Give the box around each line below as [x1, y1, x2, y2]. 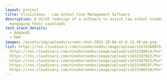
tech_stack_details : [5, 26, 48, 31]
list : [5, 44, 16, 49]
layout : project [5, 7, 39, 12]
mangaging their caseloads [9, 21, 66, 26]
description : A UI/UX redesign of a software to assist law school [5, 16, 148, 21]
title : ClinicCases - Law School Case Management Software [5, 12, 130, 17]
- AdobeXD [9, 30, 30, 35]
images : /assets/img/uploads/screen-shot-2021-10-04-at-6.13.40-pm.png [5, 40, 157, 45]
